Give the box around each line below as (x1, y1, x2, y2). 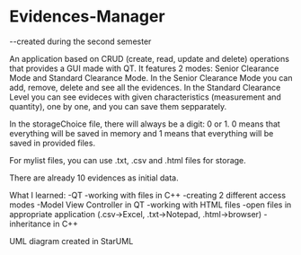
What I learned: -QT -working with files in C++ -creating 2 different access (9, 189, 286, 200)
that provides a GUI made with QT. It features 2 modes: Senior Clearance (9, 63, 279, 74)
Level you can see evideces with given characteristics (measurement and (9, 92, 281, 102)
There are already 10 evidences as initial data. (9, 172, 179, 183)
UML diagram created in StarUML (9, 235, 134, 246)
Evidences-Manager (9, 6, 165, 27)
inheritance (9, 218, 51, 229)
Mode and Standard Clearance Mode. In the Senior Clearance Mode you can (9, 72, 293, 83)
